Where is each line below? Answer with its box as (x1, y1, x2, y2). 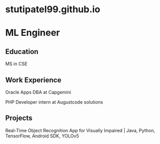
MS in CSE (5, 61, 28, 67)
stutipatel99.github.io (5, 4, 101, 15)
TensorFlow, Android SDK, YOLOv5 (5, 133, 79, 139)
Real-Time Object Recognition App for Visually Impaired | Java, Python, (5, 127, 155, 133)
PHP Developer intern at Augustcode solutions (5, 99, 103, 105)
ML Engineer (5, 27, 60, 39)
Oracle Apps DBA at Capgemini (5, 89, 72, 95)
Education (5, 47, 39, 56)
